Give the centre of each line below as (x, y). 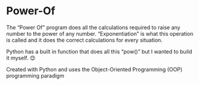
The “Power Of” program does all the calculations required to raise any (93, 27)
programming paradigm (35, 75)
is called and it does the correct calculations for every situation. (85, 40)
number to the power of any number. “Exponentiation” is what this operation (100, 33)
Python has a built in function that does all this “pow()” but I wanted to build (99, 51)
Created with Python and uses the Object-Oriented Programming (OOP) (94, 69)
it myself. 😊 (21, 58)
